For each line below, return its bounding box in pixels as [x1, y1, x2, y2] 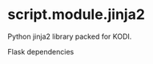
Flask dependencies [7, 47, 74, 56]
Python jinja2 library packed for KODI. [7, 32, 132, 41]
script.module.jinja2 [7, 6, 146, 24]
